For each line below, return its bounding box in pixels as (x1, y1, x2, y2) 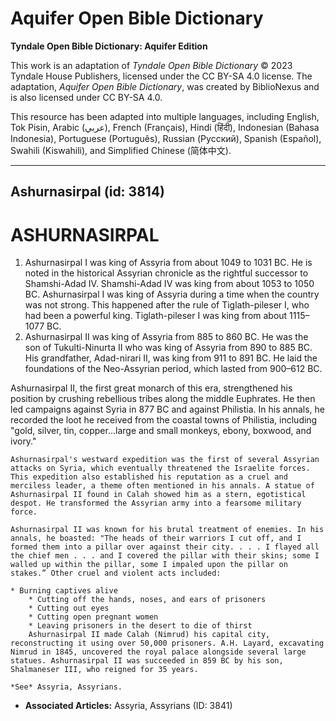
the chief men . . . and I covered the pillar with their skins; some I (10, 551, 320, 561)
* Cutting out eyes (28, 603, 110, 614)
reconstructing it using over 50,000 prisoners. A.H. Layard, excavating (10, 638, 325, 649)
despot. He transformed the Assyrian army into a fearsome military (10, 498, 302, 509)
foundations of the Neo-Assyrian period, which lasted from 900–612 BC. (24, 363, 323, 375)
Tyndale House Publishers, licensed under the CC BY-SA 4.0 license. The (10, 70, 313, 82)
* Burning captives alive (10, 586, 118, 596)
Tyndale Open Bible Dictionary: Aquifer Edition (10, 40, 208, 52)
